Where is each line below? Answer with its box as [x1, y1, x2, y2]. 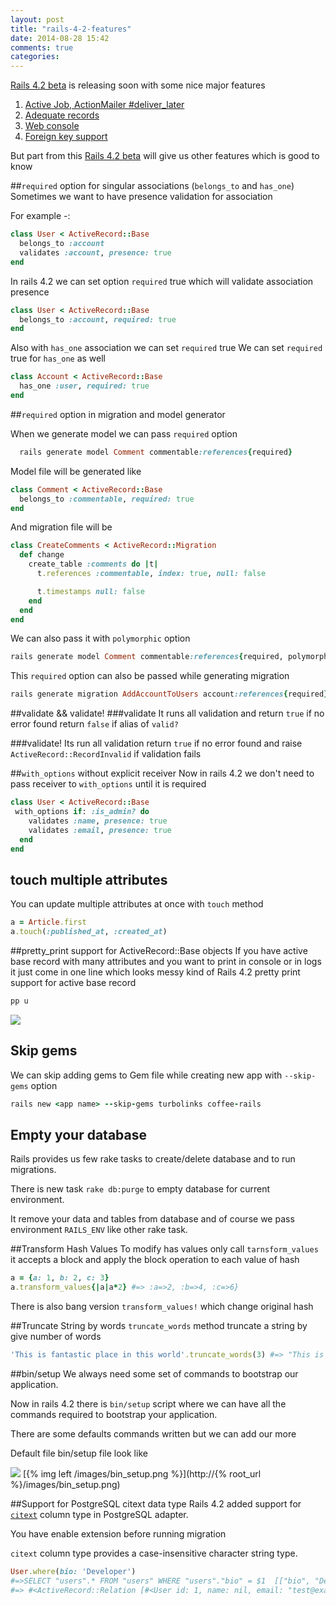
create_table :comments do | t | [28, 559, 159, 570]
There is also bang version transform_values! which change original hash [10, 1301, 314, 1313]
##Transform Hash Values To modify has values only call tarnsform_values [10, 1243, 319, 1255]
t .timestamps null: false [36, 586, 145, 596]
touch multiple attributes [10, 871, 168, 888]
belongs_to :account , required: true [19, 314, 177, 325]
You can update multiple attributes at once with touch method [10, 898, 264, 910]
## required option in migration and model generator [10, 408, 226, 420]
